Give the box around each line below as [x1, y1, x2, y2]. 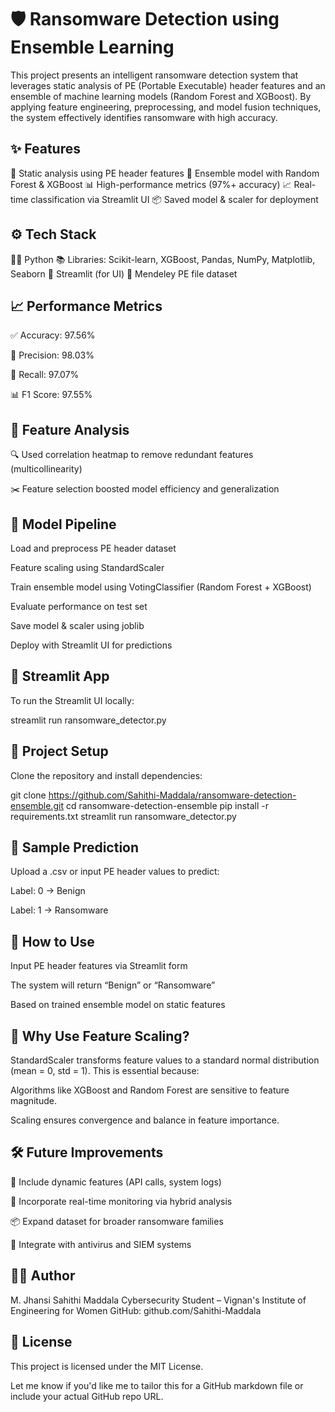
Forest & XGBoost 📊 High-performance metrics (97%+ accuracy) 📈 [10, 178, 292, 190]
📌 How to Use [10, 933, 95, 950]
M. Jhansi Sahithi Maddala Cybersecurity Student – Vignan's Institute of [10, 1294, 307, 1306]
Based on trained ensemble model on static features [10, 999, 226, 1011]
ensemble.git [10, 799, 64, 811]
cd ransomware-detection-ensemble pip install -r [65, 799, 270, 811]
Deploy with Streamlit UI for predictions [10, 639, 173, 651]
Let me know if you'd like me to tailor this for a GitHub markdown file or [10, 1379, 304, 1391]
